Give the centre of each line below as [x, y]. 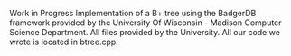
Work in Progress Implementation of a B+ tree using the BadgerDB [133, 13]
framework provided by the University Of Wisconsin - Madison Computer [145, 23]
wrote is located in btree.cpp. [64, 42]
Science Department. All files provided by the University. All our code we [145, 32]
